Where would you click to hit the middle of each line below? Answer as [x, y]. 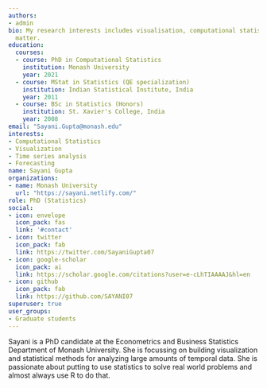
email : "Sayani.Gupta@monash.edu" [66, 126]
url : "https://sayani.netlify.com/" [76, 193]
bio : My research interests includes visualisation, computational [122, 30]
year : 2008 [41, 119]
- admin [21, 23]
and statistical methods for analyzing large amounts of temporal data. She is [133, 358]
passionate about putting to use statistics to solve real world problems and [130, 367]
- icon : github [33, 282]
